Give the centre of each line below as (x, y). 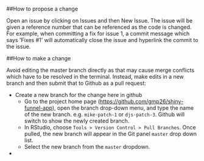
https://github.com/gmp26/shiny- (142, 101)
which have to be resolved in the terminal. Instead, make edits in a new (95, 77)
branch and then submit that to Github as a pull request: (76, 83)
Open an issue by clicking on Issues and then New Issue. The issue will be (100, 20)
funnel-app (38, 108)
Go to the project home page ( (62, 101)
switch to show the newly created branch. (77, 121)
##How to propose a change (42, 9)
